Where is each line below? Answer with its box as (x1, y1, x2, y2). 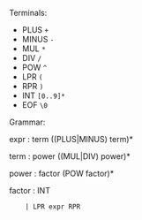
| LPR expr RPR (25, 202, 81, 211)
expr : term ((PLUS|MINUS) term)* (9, 134, 134, 144)
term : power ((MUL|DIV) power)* (9, 151, 131, 162)
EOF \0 (21, 100, 49, 110)
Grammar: (9, 117, 46, 127)
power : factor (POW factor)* (9, 168, 115, 178)
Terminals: (9, 8, 48, 18)
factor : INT (9, 186, 51, 195)
